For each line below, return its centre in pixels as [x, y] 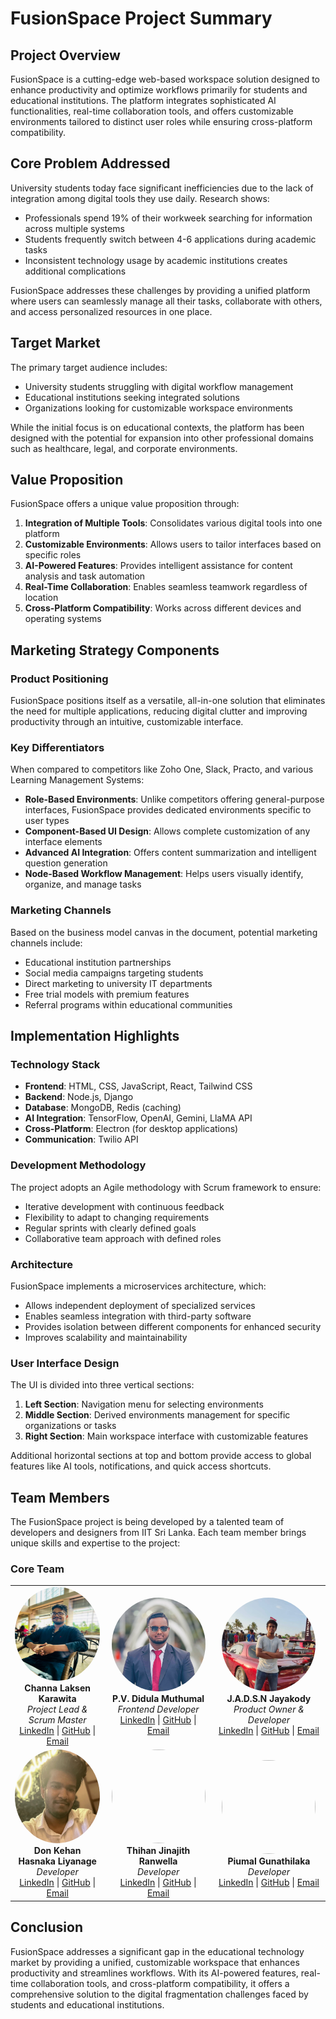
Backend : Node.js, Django [79, 1097]
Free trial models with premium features [107, 994]
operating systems [63, 619]
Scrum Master [57, 1720]
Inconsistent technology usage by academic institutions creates [156, 260]
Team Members [60, 1497]
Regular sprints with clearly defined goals [110, 1228]
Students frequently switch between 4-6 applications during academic [170, 239]
